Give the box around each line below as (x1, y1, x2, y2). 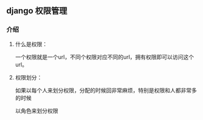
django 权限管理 (6, 5, 68, 16)
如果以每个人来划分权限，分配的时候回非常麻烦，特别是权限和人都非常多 (15, 87, 197, 94)
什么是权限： (15, 40, 48, 47)
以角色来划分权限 (15, 107, 59, 114)
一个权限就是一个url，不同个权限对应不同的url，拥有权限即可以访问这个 (15, 53, 194, 61)
